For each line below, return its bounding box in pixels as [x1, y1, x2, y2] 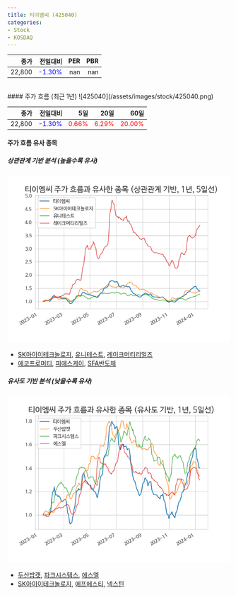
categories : [7, 18, 42, 26]
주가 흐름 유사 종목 [7, 139, 58, 147]
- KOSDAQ [7, 34, 33, 41]
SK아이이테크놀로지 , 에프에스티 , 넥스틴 [17, 579, 125, 588]
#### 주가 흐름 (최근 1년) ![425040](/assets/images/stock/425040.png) [7, 92, 214, 101]
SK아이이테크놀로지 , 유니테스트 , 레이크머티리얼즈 [17, 351, 153, 359]
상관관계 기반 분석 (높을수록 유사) [7, 156, 98, 164]
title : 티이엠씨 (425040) [7, 11, 78, 18]
